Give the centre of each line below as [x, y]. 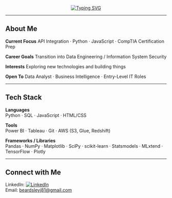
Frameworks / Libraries [30, 141]
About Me [21, 29]
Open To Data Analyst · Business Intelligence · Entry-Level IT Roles [76, 76]
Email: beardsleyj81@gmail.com [39, 190]
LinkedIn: [15, 185]
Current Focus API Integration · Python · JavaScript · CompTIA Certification [85, 41]
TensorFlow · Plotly [26, 151]
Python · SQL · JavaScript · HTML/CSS [46, 115]
